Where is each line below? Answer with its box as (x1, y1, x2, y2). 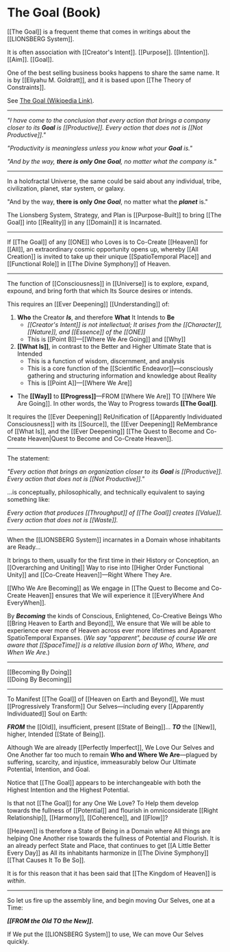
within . (7, 876, 26, 885)
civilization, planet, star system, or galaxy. (7, 184, 125, 193)
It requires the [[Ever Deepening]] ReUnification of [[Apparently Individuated (7, 413, 222, 421)
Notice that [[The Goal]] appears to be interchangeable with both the (7, 778, 201, 786)
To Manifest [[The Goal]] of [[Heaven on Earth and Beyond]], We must (7, 694, 205, 703)
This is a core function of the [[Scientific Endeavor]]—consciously (27, 364, 214, 372)
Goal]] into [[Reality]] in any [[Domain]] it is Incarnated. (7, 218, 162, 226)
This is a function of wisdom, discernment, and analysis (27, 356, 185, 365)
